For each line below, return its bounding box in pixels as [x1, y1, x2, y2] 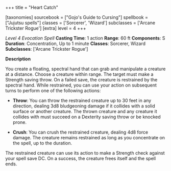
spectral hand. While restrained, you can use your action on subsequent [5, 82, 157, 88]
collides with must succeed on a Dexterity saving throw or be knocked [12, 114, 161, 120]
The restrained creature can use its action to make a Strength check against [5, 150, 165, 156]
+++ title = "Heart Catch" [5, 5, 59, 10]
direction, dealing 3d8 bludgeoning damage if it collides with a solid [12, 103, 155, 109]
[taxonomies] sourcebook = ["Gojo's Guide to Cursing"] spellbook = [5, 14, 148, 20]
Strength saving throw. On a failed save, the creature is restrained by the [5, 77, 158, 82]
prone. [12, 119, 27, 125]
